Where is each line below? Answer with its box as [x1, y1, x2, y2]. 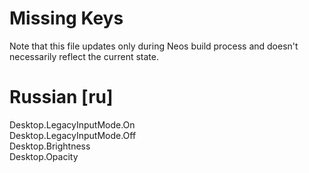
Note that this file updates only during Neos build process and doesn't [9, 40, 299, 52]
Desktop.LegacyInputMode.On [9, 118, 136, 131]
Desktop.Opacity [9, 150, 79, 162]
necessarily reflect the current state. [9, 50, 159, 62]
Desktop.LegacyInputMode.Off [9, 129, 137, 141]
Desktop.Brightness [9, 140, 91, 152]
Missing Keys [9, 7, 124, 30]
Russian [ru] [9, 86, 114, 109]
